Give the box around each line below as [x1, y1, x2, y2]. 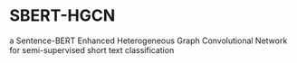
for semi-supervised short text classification [9, 44, 175, 55]
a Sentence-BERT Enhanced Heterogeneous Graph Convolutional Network [9, 35, 288, 46]
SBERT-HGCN [9, 5, 116, 26]
